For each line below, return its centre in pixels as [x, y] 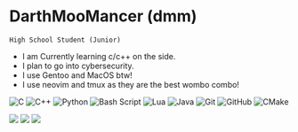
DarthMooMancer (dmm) [103, 16]
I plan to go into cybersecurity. [78, 66]
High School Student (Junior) [65, 40]
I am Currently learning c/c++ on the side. [99, 56]
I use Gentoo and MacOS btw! [77, 75]
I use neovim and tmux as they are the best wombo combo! [131, 84]
